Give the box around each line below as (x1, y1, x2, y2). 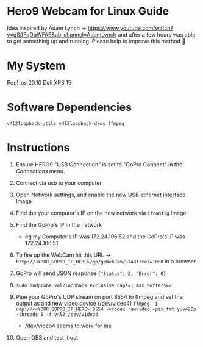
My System (7, 59, 66, 73)
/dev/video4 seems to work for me (24, 322, 112, 329)
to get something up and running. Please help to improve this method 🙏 (7, 37, 186, 45)
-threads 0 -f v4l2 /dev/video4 (15, 311, 98, 318)
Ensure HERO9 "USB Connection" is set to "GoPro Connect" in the (15, 160, 183, 168)
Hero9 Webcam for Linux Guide (7, 4, 169, 18)
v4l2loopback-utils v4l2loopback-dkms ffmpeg (7, 120, 124, 126)
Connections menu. (15, 167, 66, 174)
